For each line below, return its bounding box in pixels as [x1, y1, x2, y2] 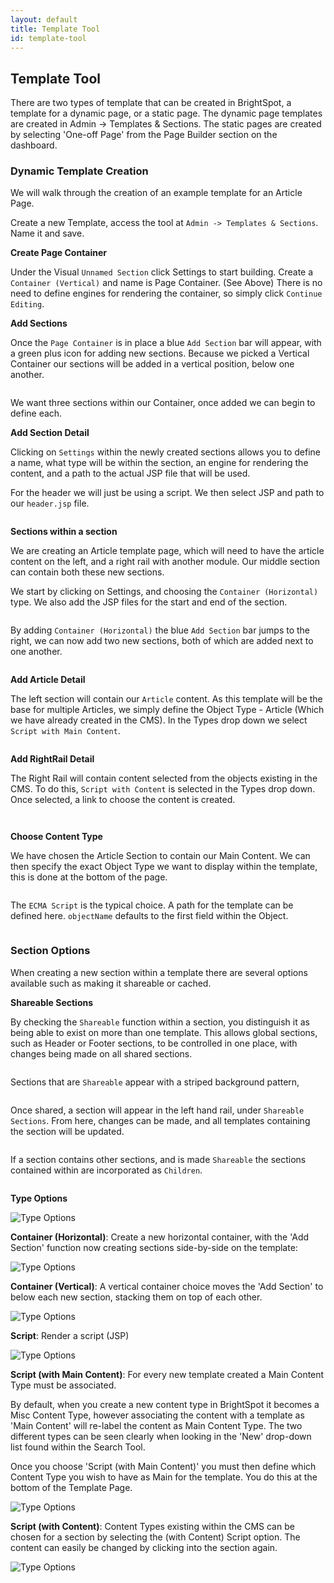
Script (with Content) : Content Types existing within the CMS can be [10, 1520, 295, 1532]
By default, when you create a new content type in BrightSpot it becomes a [10, 1398, 320, 1410]
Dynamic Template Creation [10, 164, 149, 178]
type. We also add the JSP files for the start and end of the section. [10, 596, 288, 608]
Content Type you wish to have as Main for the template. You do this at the [10, 1471, 318, 1483]
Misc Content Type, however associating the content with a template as [10, 1409, 305, 1421]
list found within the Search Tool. [10, 1441, 146, 1453]
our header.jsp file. [10, 497, 90, 510]
